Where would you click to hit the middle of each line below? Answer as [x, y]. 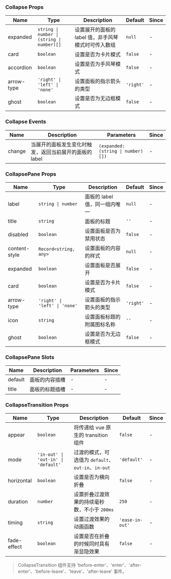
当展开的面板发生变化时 [59, 144]
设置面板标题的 [103, 316]
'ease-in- [131, 520]
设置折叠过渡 [89, 495]
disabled [18, 234]
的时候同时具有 [92, 544]
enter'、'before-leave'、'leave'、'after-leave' [65, 571]
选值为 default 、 [94, 460]
